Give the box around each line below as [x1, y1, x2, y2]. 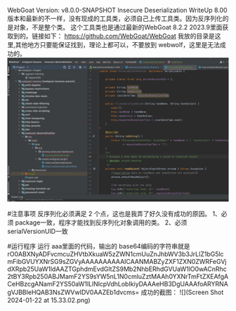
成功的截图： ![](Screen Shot [140, 288, 224, 297]
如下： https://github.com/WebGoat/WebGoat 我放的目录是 [44, 32, 216, 40]
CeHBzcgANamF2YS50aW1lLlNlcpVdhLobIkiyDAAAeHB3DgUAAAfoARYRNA [7, 280, 228, 289]
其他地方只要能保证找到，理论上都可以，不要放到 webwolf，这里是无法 [15, 41, 220, 48]
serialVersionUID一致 [7, 227, 68, 236]
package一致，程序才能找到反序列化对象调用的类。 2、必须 [15, 218, 188, 227]
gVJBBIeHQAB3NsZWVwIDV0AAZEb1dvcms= [7, 288, 140, 297]
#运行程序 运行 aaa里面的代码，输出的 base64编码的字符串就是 [7, 242, 191, 251]
